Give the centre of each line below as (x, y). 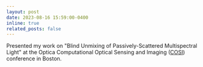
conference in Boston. (34, 59)
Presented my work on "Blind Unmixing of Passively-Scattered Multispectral (102, 46)
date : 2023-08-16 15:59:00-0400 (47, 18)
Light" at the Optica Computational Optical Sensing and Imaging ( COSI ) (96, 53)
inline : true (23, 23)
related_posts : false (34, 29)
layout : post (23, 12)
